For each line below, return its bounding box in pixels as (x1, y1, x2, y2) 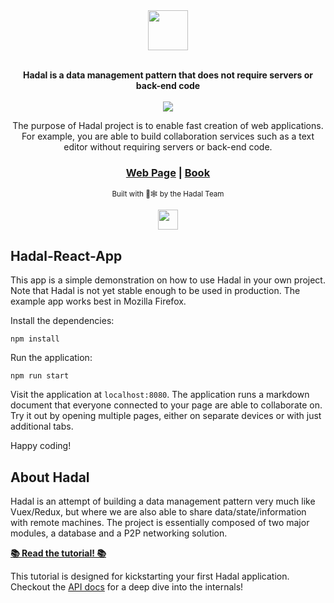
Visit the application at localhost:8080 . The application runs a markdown (10, 389, 310, 401)
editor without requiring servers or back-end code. (63, 141, 273, 153)
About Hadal (10, 469, 90, 486)
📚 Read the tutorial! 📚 (10, 547, 107, 559)
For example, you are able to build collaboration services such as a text (21, 130, 315, 142)
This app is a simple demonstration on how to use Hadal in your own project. (10, 274, 326, 286)
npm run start (10, 371, 70, 381)
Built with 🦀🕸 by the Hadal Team (111, 189, 225, 199)
